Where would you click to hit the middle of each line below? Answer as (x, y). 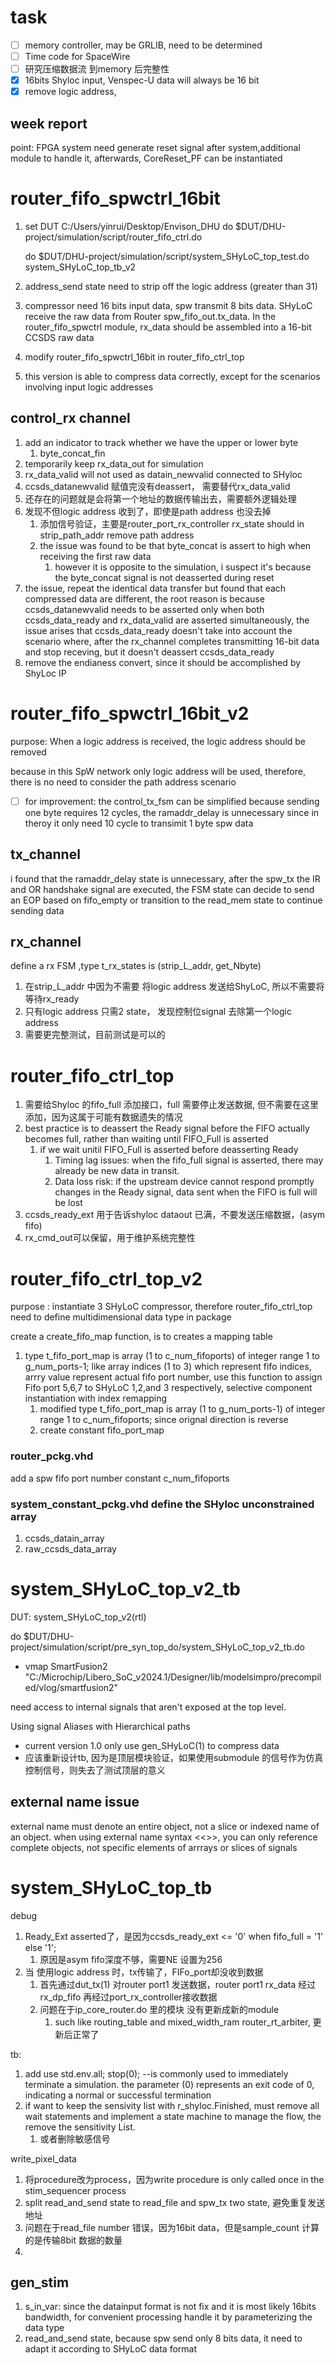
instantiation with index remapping (96, 1398)
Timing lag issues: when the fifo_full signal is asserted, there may (189, 1160)
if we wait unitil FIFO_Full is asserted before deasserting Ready (169, 1150)
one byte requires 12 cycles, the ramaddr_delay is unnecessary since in (172, 812)
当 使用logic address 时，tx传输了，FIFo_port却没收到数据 (144, 1972)
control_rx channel (70, 418)
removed (28, 752)
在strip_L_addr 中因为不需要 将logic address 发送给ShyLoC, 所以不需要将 (174, 987)
